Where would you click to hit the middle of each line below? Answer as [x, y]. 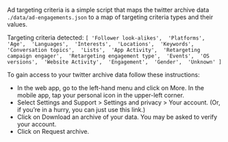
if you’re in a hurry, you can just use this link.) [81, 110]
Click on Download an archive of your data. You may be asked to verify [117, 117]
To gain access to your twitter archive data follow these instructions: [103, 75]
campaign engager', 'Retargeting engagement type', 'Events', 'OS [109, 56]
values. [17, 24]
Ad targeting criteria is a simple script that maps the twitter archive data [108, 10]
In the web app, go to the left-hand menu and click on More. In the [110, 88]
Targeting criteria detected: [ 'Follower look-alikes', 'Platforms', [106, 38]
